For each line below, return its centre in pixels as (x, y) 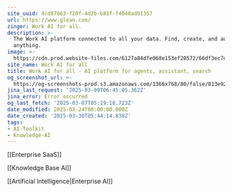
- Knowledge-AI (29, 135)
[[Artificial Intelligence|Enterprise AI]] (60, 181)
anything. (27, 45)
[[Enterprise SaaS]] (35, 155)
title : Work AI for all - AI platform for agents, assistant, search (109, 71)
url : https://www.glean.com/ (49, 20)
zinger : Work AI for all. (44, 26)
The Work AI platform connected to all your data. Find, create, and (115, 39)
